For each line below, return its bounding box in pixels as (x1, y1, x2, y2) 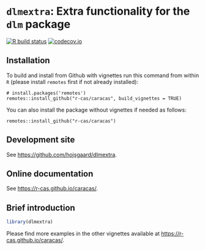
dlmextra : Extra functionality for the (6, 4, 190, 18)
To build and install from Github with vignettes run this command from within (6, 72, 199, 79)
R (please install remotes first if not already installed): (6, 78, 139, 85)
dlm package (6, 17, 71, 31)
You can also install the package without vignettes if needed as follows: (6, 106, 187, 113)
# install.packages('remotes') (6, 90, 86, 96)
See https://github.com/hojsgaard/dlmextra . (6, 151, 117, 158)
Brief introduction (6, 202, 75, 213)
